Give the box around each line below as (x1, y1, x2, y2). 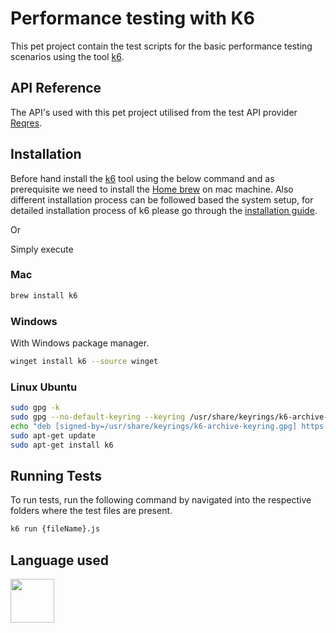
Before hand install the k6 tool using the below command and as (10, 172, 275, 184)
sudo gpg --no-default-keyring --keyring (10, 412, 186, 422)
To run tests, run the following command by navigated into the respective (10, 494, 312, 506)
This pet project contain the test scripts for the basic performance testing (10, 40, 313, 52)
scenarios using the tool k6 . (10, 50, 125, 62)
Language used (10, 552, 110, 569)
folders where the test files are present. (10, 505, 173, 517)
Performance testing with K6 (10, 7, 255, 30)
